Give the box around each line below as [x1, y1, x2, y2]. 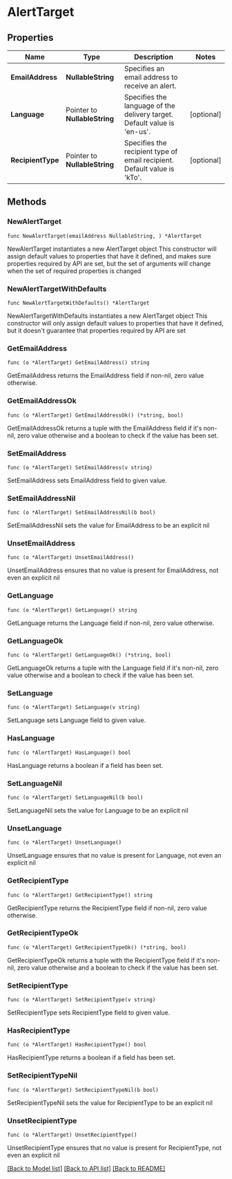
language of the [124, 101, 176, 111]
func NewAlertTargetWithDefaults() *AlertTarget [7, 299, 150, 306]
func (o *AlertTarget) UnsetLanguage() [7, 839, 122, 847]
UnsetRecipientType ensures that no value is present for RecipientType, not [7, 1144, 222, 1152]
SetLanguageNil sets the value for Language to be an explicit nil [7, 806, 188, 814]
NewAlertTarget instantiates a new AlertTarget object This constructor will [7, 245, 217, 253]
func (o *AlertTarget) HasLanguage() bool [7, 749, 131, 756]
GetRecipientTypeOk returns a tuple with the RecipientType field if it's [7, 956, 205, 964]
